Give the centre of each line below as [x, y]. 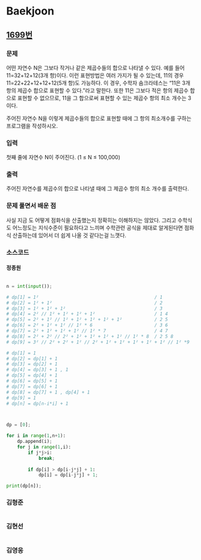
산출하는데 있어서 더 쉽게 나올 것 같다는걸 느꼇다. [69, 235]
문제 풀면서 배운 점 [31, 206]
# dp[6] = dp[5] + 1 [32, 381]
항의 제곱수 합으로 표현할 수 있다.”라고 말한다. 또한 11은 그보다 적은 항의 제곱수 [97, 90]
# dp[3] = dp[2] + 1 [32, 364]
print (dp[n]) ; [24, 486]
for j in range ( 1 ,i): [44, 447]
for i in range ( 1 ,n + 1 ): [36, 436]
